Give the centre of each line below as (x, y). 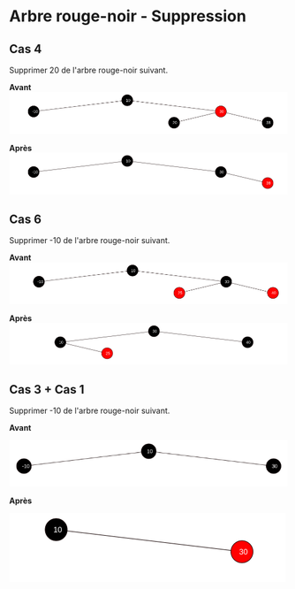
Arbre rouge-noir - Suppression (128, 16)
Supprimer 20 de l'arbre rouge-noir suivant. (89, 70)
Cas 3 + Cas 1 (47, 390)
